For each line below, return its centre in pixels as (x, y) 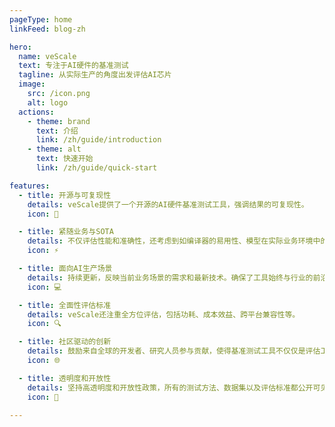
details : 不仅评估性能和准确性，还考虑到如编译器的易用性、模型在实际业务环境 (170, 241)
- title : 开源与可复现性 (65, 195)
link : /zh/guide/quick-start (96, 168)
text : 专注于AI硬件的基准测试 (73, 66)
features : (30, 186)
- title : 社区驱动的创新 (65, 342)
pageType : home (41, 19)
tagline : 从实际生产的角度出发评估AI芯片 (95, 75)
